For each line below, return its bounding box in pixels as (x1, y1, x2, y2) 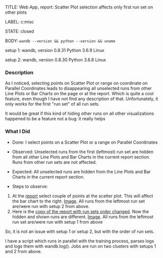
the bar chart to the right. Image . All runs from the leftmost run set (12, 198, 145, 204)
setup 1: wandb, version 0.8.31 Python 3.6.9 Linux (5, 48, 104, 53)
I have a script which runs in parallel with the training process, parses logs (5, 238, 155, 244)
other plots (5, 9, 27, 15)
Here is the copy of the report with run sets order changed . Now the (12, 208, 149, 214)
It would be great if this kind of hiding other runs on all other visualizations (5, 110, 154, 117)
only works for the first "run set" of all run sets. (5, 101, 100, 107)
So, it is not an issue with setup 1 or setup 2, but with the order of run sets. (5, 228, 155, 234)
